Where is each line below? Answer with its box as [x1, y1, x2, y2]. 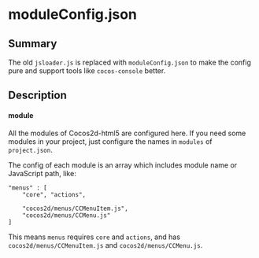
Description [8, 89, 67, 102]
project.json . [8, 145, 53, 154]
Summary [8, 37, 57, 50]
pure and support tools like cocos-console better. [8, 66, 166, 76]
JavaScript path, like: [8, 168, 76, 178]
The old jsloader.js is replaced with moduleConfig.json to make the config [8, 57, 252, 67]
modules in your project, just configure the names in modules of [8, 136, 213, 146]
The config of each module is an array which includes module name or [8, 160, 238, 170]
